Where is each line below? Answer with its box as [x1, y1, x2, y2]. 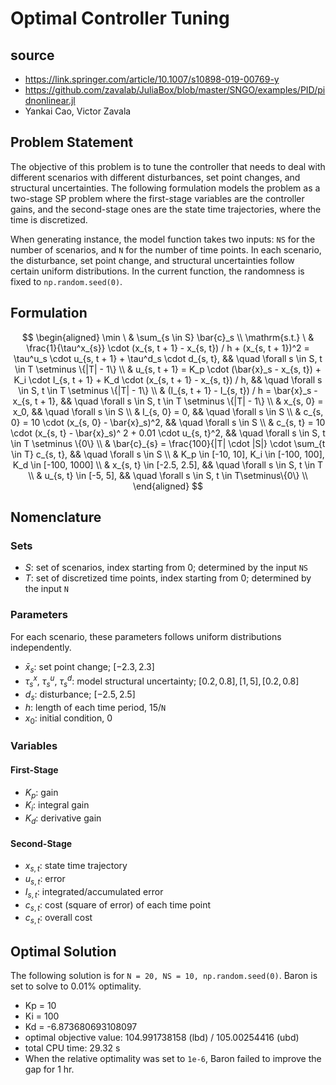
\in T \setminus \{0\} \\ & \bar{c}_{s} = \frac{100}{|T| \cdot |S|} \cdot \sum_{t [10, 437, 326, 449]
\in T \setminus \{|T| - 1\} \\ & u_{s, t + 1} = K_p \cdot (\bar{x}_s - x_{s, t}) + [14, 363, 322, 375]
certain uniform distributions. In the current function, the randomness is [10, 265, 305, 277]
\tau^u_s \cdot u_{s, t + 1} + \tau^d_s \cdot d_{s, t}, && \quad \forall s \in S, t [13, 352, 323, 364]
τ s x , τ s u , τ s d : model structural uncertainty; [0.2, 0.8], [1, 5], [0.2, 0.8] [24, 673, 300, 689]
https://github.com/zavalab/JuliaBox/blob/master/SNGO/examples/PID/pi [24, 84, 326, 96]
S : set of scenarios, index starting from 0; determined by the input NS [24, 562, 309, 574]
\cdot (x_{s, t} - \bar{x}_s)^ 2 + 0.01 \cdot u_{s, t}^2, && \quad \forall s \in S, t [10, 427, 326, 439]
